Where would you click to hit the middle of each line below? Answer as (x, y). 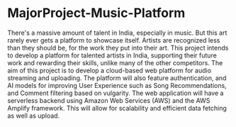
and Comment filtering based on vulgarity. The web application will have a (116, 93)
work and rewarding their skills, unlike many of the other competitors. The (115, 62)
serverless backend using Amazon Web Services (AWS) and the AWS (109, 100)
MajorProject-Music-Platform (96, 13)
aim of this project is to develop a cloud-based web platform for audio (109, 70)
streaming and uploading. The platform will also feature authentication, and (117, 78)
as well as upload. (34, 116)
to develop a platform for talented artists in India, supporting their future (112, 55)
